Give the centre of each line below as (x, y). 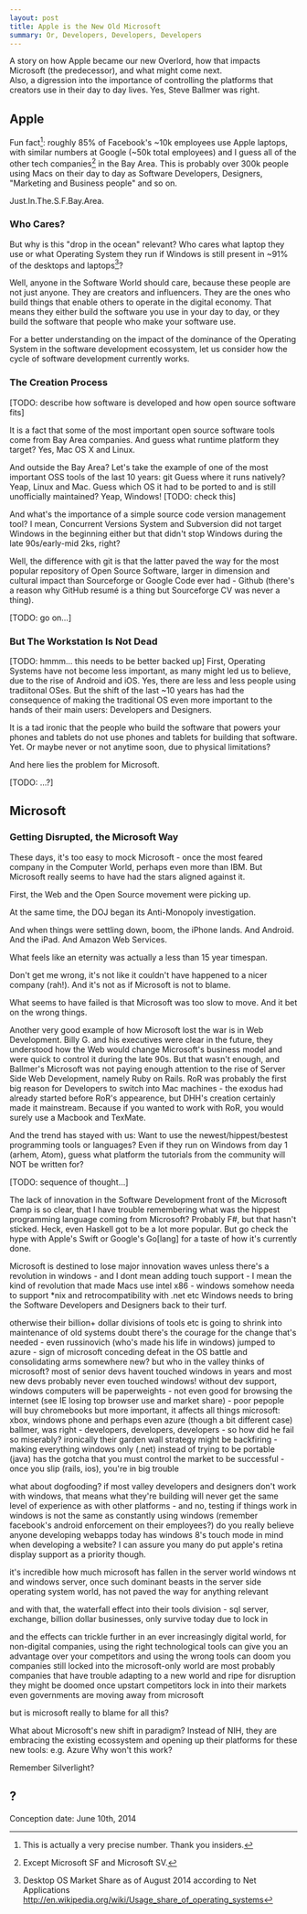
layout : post (34, 18)
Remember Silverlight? (52, 1768)
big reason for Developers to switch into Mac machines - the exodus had (146, 1088)
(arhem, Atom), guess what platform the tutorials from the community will (148, 1155)
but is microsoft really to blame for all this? (89, 1713)
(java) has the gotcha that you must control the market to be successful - (147, 1458)
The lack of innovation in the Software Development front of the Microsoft (148, 1199)
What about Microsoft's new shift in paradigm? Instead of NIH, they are (143, 1730)
